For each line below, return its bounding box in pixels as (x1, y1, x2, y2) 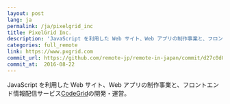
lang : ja (7, 16, 32, 23)
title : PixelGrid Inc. (7, 29, 72, 36)
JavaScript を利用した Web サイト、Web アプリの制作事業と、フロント (7, 80, 207, 89)
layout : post (7, 10, 44, 17)
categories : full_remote (7, 42, 78, 49)
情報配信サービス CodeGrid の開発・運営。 (12, 89, 131, 97)
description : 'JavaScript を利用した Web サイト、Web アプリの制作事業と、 (7, 36, 208, 42)
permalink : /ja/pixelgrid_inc (7, 23, 94, 29)
